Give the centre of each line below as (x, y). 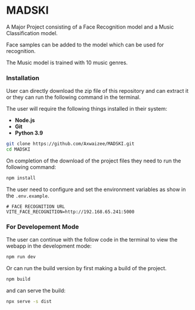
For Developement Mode (43, 227)
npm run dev (21, 257)
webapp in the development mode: (49, 246)
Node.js (25, 120)
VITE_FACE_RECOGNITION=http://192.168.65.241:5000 (70, 212)
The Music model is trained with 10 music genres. (67, 62)
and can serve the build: (36, 290)
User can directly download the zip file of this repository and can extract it (97, 91)
